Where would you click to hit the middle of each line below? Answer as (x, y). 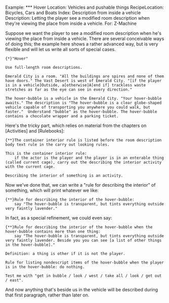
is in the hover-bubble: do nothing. (45, 267)
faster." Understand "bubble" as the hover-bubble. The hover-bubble (81, 112)
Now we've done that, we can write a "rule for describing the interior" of (80, 185)
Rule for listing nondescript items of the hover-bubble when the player (85, 263)
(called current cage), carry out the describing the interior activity (83, 162)
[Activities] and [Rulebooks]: (35, 131)
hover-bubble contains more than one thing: (53, 232)
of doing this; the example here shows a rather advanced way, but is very (82, 44)
